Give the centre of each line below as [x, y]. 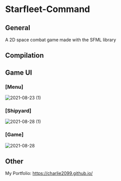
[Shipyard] [18, 111]
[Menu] [14, 87]
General [18, 28]
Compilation [24, 55]
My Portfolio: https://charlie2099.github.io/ [49, 173]
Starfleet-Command [48, 9]
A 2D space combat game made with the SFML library [60, 40]
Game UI [19, 72]
